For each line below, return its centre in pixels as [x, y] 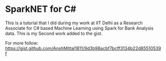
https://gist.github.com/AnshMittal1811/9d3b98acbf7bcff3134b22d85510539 [83, 48]
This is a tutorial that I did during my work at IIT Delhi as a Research [74, 23]
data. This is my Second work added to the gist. [54, 33]
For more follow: [22, 43]
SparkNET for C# [41, 9]
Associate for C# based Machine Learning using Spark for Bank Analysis [79, 28]
